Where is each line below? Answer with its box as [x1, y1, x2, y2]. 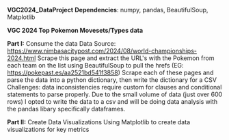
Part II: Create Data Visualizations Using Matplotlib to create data [7, 118, 190, 126]
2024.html [7, 54, 36, 62]
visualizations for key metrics [7, 126, 90, 133]
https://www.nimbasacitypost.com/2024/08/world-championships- [7, 47, 197, 55]
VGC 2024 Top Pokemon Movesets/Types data [7, 27, 144, 34]
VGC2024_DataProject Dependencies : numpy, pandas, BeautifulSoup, [7, 6, 208, 14]
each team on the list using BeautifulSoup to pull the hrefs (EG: [7, 61, 184, 69]
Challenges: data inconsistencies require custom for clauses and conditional [7, 83, 222, 91]
